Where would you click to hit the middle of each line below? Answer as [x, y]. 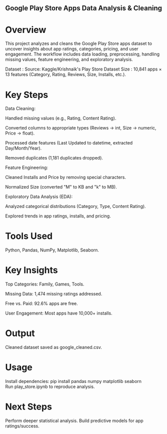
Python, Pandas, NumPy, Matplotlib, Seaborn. [52, 250]
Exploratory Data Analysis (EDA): [39, 196]
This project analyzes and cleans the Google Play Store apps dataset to [79, 43]
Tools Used [29, 236]
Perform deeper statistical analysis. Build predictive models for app [74, 420]
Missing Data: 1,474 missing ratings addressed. [54, 294]
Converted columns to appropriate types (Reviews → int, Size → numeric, [81, 128]
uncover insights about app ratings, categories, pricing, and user [72, 49]
